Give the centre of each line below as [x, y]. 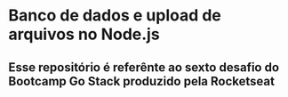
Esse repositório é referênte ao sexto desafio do [144, 67]
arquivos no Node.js [84, 34]
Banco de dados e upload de [115, 16]
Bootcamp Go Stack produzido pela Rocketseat [141, 81]
